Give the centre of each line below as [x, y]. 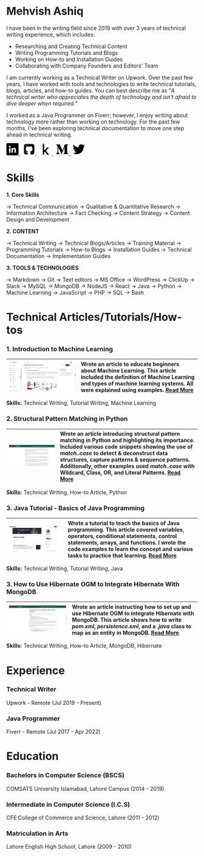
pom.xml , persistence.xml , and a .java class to [132, 626]
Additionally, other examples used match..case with [127, 466]
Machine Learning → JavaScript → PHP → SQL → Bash [75, 292]
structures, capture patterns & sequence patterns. [125, 460]
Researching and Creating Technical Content [71, 46]
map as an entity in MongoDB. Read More [125, 633]
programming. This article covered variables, [126, 529]
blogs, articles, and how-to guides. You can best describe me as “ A [90, 90]
